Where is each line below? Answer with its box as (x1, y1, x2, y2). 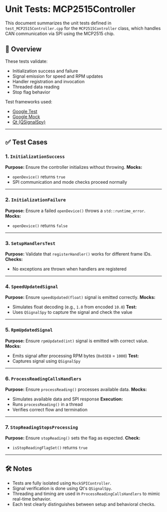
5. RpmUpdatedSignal (5, 326, 53, 333)
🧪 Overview (5, 45, 42, 53)
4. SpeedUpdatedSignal (5, 283, 59, 290)
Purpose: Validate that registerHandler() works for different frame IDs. (5, 251, 152, 257)
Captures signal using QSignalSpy (12, 358, 81, 364)
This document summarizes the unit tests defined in (5, 20, 112, 26)
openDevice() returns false (12, 223, 68, 229)
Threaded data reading (12, 84, 60, 90)
